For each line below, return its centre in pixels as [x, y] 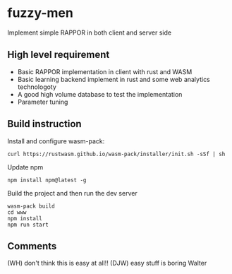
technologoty [37, 87]
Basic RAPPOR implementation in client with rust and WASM [105, 71]
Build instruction [45, 124]
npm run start [28, 225]
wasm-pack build [31, 206]
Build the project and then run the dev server [72, 193]
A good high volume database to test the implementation [100, 94]
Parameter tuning [43, 102]
